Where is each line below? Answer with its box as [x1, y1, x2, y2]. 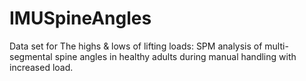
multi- [264, 40, 289, 52]
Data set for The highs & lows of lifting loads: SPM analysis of [9, 40, 263, 52]
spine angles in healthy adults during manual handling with [54, 50, 297, 62]
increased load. [9, 61, 74, 73]
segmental [9, 50, 53, 62]
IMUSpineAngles [9, 7, 152, 30]
